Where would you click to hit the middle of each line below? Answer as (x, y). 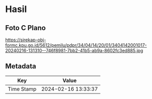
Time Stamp (22, 89)
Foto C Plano (26, 28)
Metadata (21, 66)
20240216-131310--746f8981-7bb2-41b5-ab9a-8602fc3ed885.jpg (74, 51)
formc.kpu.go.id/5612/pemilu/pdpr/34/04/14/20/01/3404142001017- (76, 45)
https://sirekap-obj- (26, 40)
